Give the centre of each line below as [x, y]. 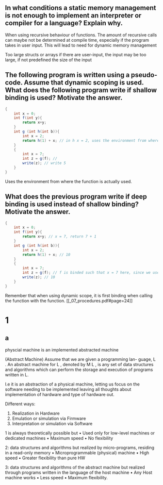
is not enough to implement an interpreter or [73, 16]
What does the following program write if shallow [81, 90]
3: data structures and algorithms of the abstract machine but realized [75, 467]
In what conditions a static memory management [81, 8]
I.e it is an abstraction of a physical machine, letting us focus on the [72, 384]
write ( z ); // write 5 [44, 163]
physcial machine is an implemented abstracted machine [62, 350]
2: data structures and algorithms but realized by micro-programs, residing [80, 447]
